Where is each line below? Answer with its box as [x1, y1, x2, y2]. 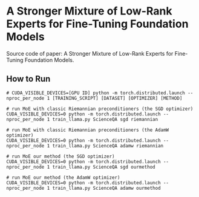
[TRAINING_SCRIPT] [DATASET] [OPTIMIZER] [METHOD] [52, 95, 183, 101]
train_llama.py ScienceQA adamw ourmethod [52, 185, 161, 191]
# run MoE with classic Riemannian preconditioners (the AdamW [6, 127, 169, 133]
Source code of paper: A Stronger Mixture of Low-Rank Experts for [6, 50, 174, 57]
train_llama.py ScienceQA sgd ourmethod [52, 164, 155, 170]
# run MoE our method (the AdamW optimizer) [6, 174, 120, 181]
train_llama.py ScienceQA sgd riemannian [52, 116, 158, 122]
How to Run [6, 74, 51, 84]
